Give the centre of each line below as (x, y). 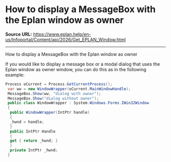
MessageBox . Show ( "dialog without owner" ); (53, 98)
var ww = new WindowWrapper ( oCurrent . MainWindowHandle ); (69, 89)
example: (15, 75)
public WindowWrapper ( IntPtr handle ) (50, 113)
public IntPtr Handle (33, 131)
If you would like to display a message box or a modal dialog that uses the (83, 64)
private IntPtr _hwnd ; (34, 150)
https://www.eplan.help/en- (62, 34)
